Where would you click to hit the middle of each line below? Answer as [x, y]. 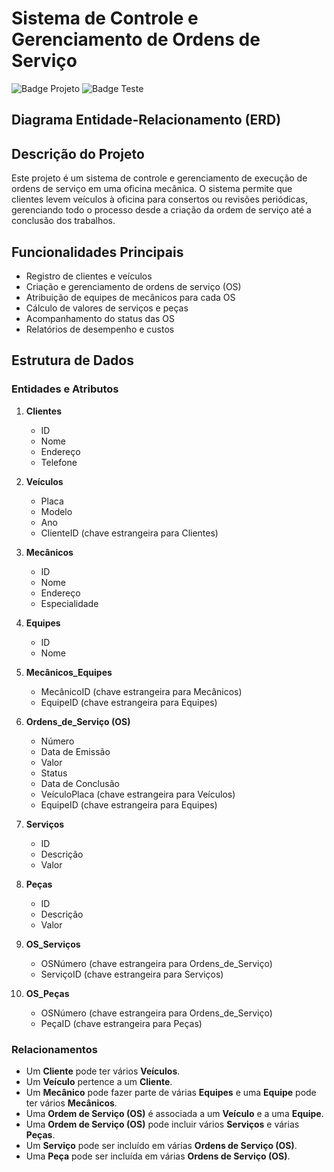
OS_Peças [47, 993]
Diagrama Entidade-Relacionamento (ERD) [146, 120]
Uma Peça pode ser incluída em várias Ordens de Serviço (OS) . [158, 1156]
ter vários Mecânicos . [71, 1103]
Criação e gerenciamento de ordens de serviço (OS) [133, 286]
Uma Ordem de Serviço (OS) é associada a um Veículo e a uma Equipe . [174, 1113]
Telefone [59, 462]
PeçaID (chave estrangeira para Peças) [121, 1023]
